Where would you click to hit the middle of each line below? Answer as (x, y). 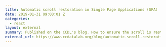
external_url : (20, 37)
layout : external (23, 28)
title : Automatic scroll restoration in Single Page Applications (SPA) (82, 10)
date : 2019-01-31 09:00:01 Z (35, 14)
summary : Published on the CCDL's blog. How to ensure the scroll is (78, 32)
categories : (17, 19)
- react (18, 23)
